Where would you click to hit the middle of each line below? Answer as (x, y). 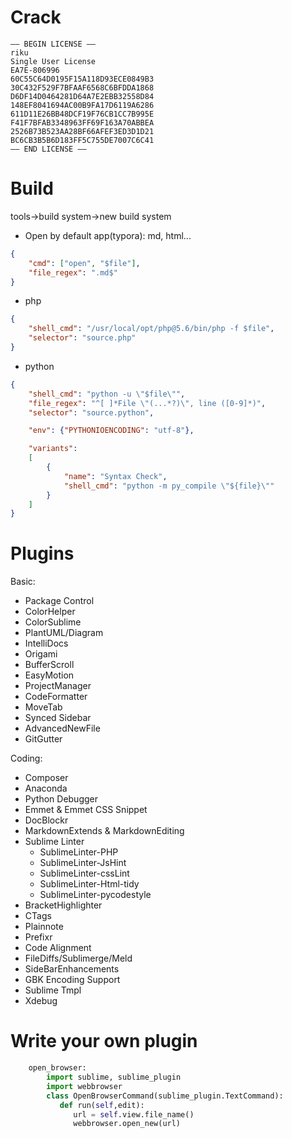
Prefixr (38, 937)
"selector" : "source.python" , (91, 412)
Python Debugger (61, 799)
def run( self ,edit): (102, 1105)
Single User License (53, 61)
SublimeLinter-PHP (79, 852)
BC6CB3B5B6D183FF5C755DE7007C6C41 (82, 140)
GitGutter (43, 739)
